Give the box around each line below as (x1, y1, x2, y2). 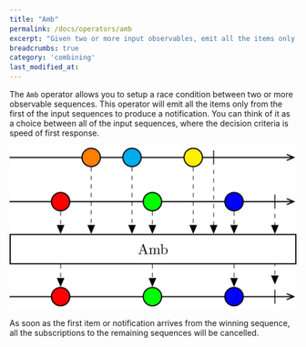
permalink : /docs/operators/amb (9, 24, 132, 34)
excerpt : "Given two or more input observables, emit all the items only (9, 34, 296, 43)
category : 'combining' (9, 53, 96, 63)
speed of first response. (9, 128, 100, 138)
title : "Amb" (9, 15, 59, 24)
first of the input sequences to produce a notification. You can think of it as (9, 108, 291, 118)
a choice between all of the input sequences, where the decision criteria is (9, 118, 289, 128)
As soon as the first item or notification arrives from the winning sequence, (9, 318, 291, 329)
